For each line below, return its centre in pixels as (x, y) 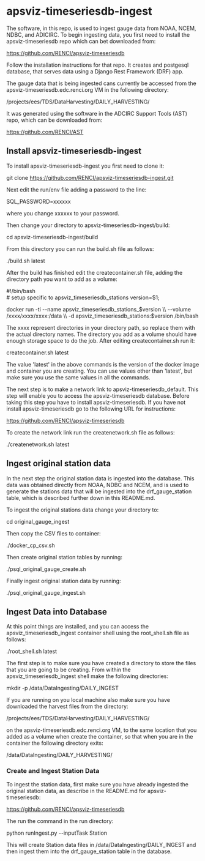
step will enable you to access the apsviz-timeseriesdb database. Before (98, 395)
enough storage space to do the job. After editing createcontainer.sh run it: (101, 340)
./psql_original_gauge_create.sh (46, 569)
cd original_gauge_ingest (38, 521)
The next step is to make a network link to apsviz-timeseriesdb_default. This (102, 389)
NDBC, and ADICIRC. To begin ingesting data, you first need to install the (98, 34)
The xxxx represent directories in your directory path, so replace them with (101, 327)
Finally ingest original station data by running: (64, 581)
